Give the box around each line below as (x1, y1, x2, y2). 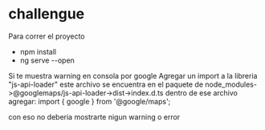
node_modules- (204, 79, 257, 89)
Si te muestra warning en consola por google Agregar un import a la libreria (8, 71, 258, 80)
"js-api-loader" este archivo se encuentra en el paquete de (8, 79, 203, 89)
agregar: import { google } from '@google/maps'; (8, 96, 171, 106)
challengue (8, 5, 85, 23)
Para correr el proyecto (8, 31, 85, 41)
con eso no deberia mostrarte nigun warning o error (8, 112, 181, 121)
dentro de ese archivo (165, 87, 238, 97)
